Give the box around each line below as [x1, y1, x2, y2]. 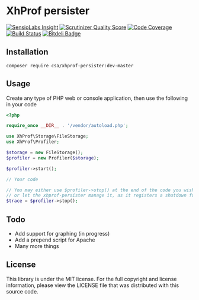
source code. [6, 288, 38, 295]
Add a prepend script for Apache [14, 236, 95, 243]
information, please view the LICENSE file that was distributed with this [6, 282, 179, 289]
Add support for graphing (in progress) [14, 230, 110, 237]
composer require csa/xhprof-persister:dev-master [6, 63, 134, 69]
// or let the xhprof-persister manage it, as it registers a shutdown [6, 193, 187, 198]
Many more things [14, 243, 59, 249]
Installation [6, 47, 49, 57]
